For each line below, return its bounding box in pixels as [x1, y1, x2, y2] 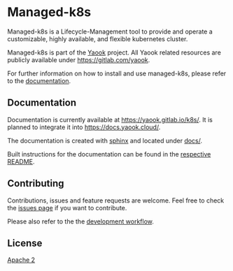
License [7, 237, 43, 249]
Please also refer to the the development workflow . [7, 217, 154, 226]
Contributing [7, 177, 64, 189]
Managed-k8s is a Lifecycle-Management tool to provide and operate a [7, 27, 213, 36]
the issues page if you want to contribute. [7, 203, 127, 212]
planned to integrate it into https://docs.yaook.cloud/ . [7, 123, 161, 131]
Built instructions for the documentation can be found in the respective [7, 149, 211, 158]
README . [7, 157, 35, 166]
